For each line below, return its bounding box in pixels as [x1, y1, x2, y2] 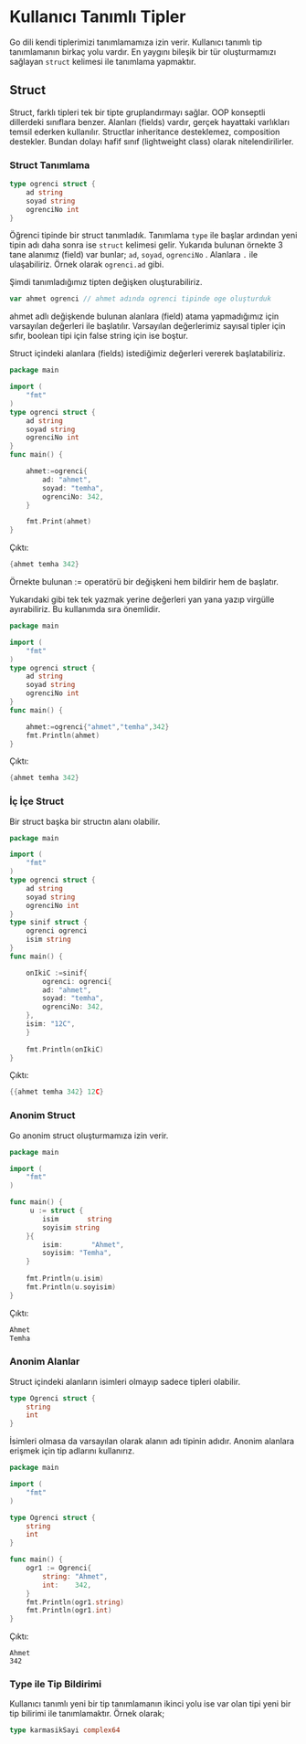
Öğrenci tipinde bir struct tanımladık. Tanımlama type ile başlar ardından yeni [9, 230, 298, 241]
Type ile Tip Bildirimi [9, 1678, 102, 1691]
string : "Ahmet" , [42, 1571, 108, 1581]
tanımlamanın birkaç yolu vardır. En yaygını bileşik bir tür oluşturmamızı [9, 46, 277, 57]
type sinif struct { [9, 918, 89, 927]
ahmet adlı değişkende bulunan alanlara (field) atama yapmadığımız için [9, 311, 280, 322]
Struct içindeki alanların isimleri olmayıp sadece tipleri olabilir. [9, 1376, 240, 1387]
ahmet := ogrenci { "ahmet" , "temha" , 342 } [26, 722, 170, 732]
